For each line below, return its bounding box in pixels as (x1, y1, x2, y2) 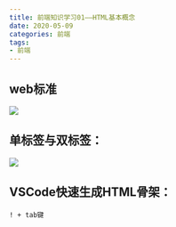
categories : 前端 (9, 29, 71, 38)
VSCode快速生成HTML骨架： (9, 184, 172, 200)
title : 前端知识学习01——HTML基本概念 (9, 12, 136, 22)
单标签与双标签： (9, 133, 103, 148)
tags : (9, 37, 29, 47)
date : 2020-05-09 (9, 21, 74, 30)
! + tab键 (9, 210, 44, 219)
